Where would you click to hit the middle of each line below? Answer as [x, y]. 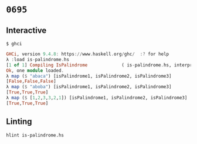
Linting [19, 122]
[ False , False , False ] [31, 81]
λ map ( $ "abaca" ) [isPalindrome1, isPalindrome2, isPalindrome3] [89, 76]
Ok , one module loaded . [35, 71]
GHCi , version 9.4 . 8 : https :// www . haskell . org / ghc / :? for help [88, 54]
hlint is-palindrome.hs [35, 135]
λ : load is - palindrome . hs [38, 59]
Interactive [26, 30]
